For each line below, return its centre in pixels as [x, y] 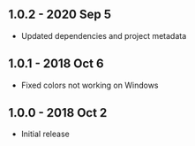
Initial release [45, 134]
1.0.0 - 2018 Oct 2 [58, 113]
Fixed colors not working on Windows [90, 85]
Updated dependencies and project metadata [104, 35]
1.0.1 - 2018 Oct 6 [56, 64]
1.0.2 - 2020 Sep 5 [60, 15]
